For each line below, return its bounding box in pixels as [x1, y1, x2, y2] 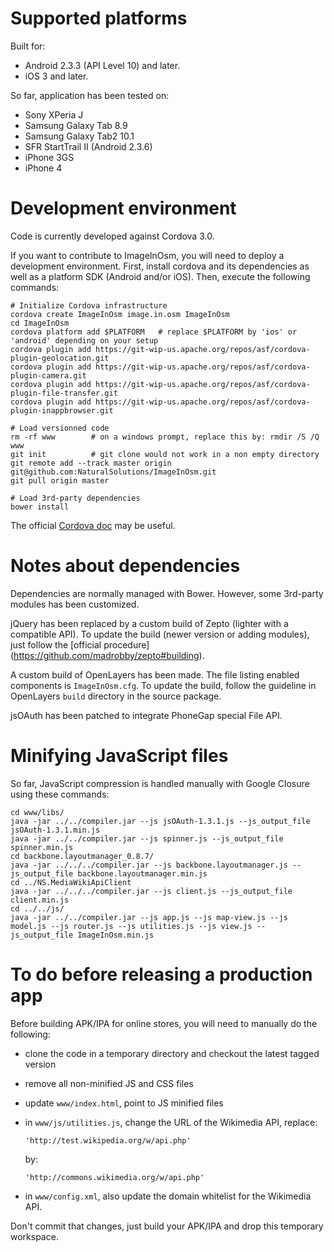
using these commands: [10, 788, 110, 800]
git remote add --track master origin [10, 458, 172, 468]
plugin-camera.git [10, 370, 87, 381]
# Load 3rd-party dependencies [10, 493, 141, 503]
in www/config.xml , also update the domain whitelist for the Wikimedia [24, 1190, 312, 1202]
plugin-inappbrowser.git [10, 405, 114, 416]
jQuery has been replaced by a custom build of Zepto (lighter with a [10, 617, 289, 629]
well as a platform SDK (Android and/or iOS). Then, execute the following [10, 270, 311, 282]
